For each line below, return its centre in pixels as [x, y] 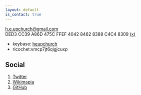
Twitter [20, 77]
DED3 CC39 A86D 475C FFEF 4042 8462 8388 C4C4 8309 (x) [70, 34]
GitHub [20, 87]
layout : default [22, 10]
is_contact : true [23, 14]
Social [15, 65]
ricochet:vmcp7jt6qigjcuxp [40, 49]
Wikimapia [23, 82]
